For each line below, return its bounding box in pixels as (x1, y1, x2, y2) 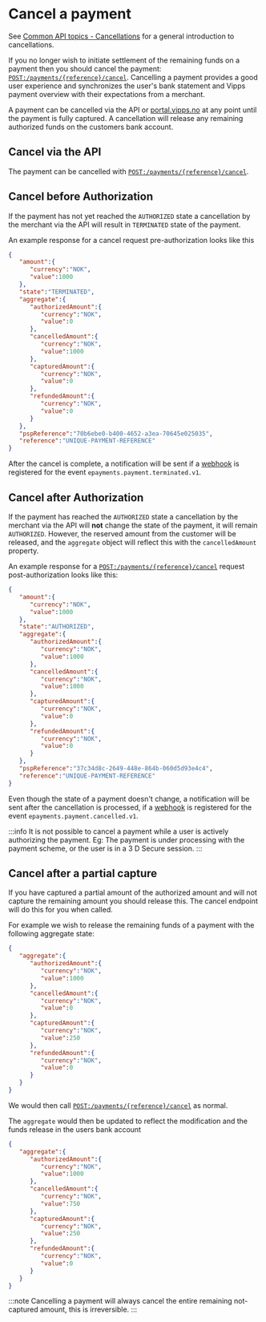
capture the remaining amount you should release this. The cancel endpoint (8, 896, 258, 906)
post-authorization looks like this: (8, 570, 119, 580)
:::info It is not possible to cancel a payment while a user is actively (8, 827, 229, 836)
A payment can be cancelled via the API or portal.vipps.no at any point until (8, 105, 257, 115)
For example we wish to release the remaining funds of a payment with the (8, 920, 255, 930)
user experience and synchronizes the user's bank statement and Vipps (8, 81, 246, 91)
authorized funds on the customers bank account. (8, 122, 174, 131)
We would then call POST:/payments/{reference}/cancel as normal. (8, 1100, 228, 1110)
